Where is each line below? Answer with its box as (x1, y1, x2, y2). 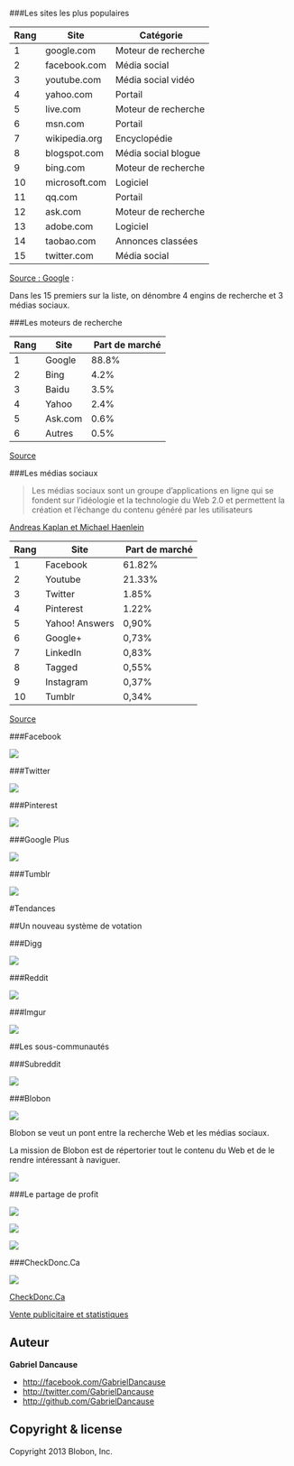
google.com (44, 44, 96, 57)
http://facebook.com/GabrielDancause (22, 1376, 166, 1388)
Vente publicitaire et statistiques (9, 1309, 129, 1320)
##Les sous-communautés (9, 1041, 110, 1052)
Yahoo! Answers (44, 617, 115, 630)
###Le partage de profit (9, 1189, 99, 1199)
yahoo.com (44, 88, 93, 100)
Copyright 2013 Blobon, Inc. (9, 1445, 113, 1456)
